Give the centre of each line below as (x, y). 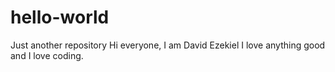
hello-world (60, 17)
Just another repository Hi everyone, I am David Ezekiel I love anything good (168, 45)
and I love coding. (47, 55)
